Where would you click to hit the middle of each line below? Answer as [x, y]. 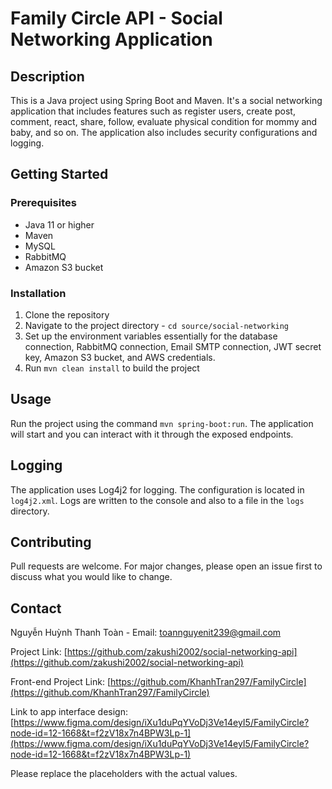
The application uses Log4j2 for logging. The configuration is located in [157, 489]
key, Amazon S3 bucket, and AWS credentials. [120, 357]
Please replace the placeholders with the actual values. [124, 774]
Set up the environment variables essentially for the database [151, 336]
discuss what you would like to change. [91, 577]
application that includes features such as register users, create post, [153, 111]
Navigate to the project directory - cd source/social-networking [157, 325]
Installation [38, 293]
